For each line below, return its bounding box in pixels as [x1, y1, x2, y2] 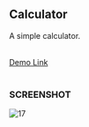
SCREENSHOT [9, 88, 71, 101]
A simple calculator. [9, 30, 81, 41]
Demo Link [9, 56, 48, 67]
